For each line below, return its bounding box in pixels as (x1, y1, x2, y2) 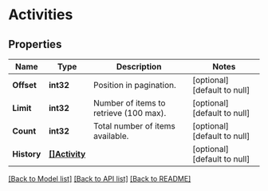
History (12, 149, 41, 159)
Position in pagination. (93, 80, 177, 90)
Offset (12, 80, 37, 90)
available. (93, 130, 129, 141)
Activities (8, 6, 73, 24)
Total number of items (93, 121, 175, 131)
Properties (8, 38, 62, 51)
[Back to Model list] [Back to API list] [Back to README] (8, 174, 191, 183)
